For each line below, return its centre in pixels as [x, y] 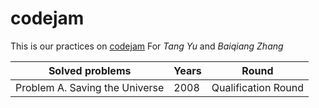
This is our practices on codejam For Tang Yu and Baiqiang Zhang [147, 46]
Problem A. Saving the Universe [90, 87]
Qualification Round [258, 87]
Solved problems [90, 70]
